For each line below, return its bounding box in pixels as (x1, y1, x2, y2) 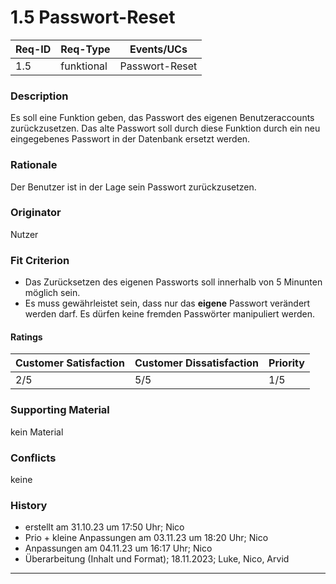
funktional (60, 59, 108, 73)
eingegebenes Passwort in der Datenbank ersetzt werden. (10, 133, 251, 145)
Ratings (10, 331, 43, 343)
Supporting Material (10, 403, 110, 417)
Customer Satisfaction (15, 356, 125, 370)
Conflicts (10, 451, 57, 465)
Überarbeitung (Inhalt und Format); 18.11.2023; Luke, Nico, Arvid (24, 553, 290, 565)
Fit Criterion (10, 253, 70, 267)
